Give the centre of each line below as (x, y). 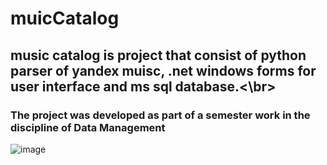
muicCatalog (65, 18)
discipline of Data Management (88, 127)
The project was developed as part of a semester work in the (160, 115)
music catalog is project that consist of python (158, 55)
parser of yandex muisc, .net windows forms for (163, 70)
